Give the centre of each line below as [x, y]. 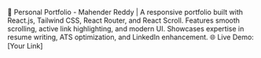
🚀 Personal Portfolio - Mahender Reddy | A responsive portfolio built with [125, 12]
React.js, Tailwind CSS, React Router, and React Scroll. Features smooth [124, 20]
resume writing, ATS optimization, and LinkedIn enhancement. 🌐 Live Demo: [131, 37]
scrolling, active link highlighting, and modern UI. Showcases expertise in [126, 29]
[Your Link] [25, 46]
